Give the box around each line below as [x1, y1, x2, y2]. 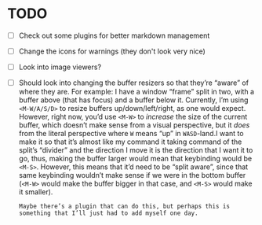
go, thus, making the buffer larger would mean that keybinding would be [18, 154, 253, 164]
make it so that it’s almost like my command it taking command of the [18, 137, 242, 146]
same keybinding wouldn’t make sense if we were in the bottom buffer [18, 171, 246, 180]
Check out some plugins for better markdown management [18, 31, 210, 40]
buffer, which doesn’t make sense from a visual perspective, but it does [18, 120, 250, 130]
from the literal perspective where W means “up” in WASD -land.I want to [18, 129, 244, 138]
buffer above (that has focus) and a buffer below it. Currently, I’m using [18, 95, 249, 105]
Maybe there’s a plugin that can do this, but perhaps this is [18, 202, 231, 211]
